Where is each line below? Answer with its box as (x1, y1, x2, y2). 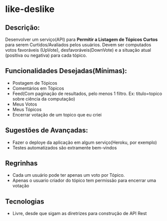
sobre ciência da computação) (12, 96, 76, 102)
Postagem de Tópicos (12, 80, 57, 86)
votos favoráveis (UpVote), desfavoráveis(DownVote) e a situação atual (5, 47, 151, 53)
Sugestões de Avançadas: (5, 126, 88, 135)
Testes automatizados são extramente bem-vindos (12, 144, 117, 150)
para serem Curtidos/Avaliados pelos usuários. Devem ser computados (5, 42, 152, 48)
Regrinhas (5, 159, 38, 168)
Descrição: (5, 23, 40, 32)
